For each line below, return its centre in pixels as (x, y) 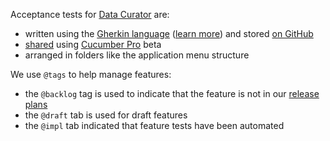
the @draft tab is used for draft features (106, 115)
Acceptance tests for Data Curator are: (90, 14)
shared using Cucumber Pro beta (93, 44)
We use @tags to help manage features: (91, 74)
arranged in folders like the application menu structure (137, 55)
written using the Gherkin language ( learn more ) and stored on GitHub (169, 33)
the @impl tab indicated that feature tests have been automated (154, 125)
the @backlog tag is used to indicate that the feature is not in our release (172, 93)
